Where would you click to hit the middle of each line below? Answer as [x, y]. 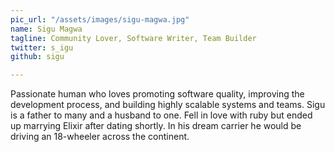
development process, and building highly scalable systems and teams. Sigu [168, 105]
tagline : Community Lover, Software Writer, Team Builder [133, 38]
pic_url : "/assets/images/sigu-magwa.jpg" [100, 19]
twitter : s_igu [42, 47]
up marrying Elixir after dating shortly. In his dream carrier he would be [156, 126]
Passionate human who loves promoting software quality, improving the [157, 94]
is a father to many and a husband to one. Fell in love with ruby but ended [161, 115]
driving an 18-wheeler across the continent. [100, 137]
